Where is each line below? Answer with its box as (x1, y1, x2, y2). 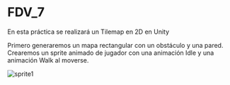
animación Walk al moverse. (7, 55, 89, 64)
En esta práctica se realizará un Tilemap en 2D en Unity (7, 27, 170, 36)
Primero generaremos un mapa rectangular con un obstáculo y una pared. (7, 41, 224, 49)
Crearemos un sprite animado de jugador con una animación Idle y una (7, 48, 214, 57)
